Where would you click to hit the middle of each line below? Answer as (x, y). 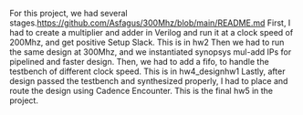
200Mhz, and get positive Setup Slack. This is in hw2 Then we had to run (147, 42)
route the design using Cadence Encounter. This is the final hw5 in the (141, 91)
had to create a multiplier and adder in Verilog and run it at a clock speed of (151, 32)
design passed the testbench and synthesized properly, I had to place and (149, 81)
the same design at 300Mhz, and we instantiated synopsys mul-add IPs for (151, 52)
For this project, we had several (68, 13)
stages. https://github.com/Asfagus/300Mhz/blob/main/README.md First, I (150, 23)
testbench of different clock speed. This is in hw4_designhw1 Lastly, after (147, 71)
